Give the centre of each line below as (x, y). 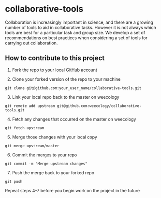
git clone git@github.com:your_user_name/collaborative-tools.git (73, 88)
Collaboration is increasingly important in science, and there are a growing (79, 22)
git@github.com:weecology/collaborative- (99, 106)
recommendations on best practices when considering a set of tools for (76, 38)
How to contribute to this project (55, 58)
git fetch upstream (25, 128)
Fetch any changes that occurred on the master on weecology (74, 119)
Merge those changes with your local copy (55, 137)
